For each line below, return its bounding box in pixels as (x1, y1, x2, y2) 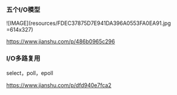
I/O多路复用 (6, 54, 41, 63)
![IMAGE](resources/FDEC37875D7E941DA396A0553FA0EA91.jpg (6, 19, 171, 27)
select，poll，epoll (6, 69, 53, 77)
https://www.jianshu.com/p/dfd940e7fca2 (6, 81, 112, 89)
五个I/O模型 (6, 5, 41, 13)
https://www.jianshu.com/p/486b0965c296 (6, 38, 115, 45)
